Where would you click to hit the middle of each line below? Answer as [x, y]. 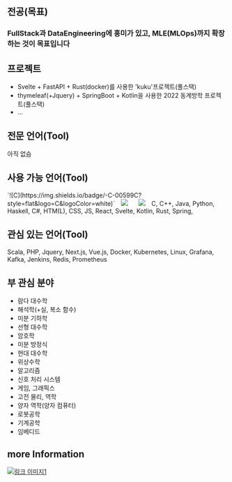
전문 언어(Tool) [38, 136]
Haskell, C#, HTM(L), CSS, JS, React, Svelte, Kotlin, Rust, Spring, [100, 211]
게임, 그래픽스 [36, 388]
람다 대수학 [32, 301]
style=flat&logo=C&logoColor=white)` [61, 203]
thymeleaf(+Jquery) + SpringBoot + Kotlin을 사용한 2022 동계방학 [110, 96]
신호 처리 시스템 [39, 379]
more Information [46, 454]
